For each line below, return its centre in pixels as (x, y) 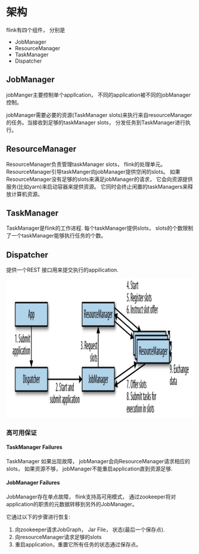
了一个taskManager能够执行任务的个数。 (56, 236)
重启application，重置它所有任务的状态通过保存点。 (78, 544)
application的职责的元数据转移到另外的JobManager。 (72, 504)
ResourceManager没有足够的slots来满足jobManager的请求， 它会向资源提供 (99, 179)
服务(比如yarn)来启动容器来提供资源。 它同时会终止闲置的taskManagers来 (97, 186)
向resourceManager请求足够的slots (58, 537)
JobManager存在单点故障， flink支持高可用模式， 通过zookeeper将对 (91, 497)
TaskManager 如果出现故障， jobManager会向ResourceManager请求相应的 (98, 461)
